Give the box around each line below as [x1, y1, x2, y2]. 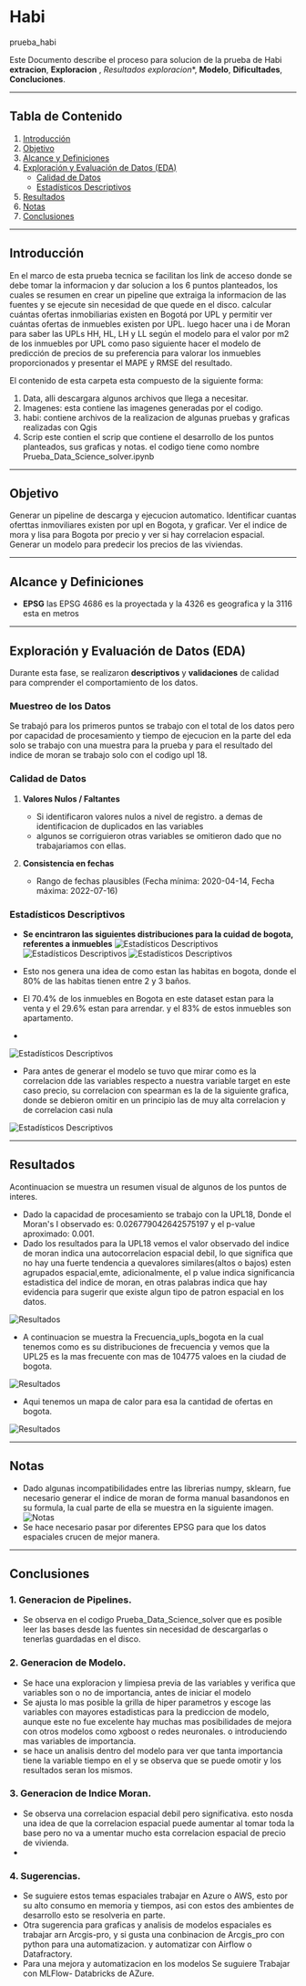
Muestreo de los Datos [9, 699, 112, 712]
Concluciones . [9, 73, 66, 84]
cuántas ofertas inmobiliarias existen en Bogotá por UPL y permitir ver [9, 309, 273, 320]
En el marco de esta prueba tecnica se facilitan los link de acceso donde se [9, 269, 293, 280]
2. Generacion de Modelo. [9, 1656, 127, 1669]
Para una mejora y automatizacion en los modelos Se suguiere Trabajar [22, 1959, 291, 1970]
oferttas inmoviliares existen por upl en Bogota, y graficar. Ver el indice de [9, 520, 288, 531]
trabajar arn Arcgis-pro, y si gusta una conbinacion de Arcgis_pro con [22, 1929, 285, 1940]
